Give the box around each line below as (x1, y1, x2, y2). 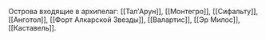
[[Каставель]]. (8, 24, 57, 32)
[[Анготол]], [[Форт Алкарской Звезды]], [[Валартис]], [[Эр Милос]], (8, 15, 241, 24)
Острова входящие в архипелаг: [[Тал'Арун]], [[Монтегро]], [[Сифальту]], (8, 7, 258, 16)
